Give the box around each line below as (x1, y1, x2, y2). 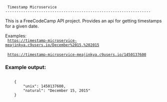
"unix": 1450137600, (23, 84, 66, 89)
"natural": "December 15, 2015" (23, 88, 91, 93)
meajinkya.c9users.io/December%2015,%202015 (5, 42, 99, 47)
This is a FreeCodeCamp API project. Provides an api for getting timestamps (5, 18, 162, 23)
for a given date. (5, 23, 39, 29)
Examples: (5, 33, 26, 38)
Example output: (5, 63, 46, 70)
